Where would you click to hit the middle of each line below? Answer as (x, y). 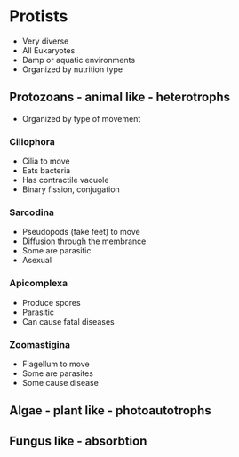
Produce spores (52, 302)
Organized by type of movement (81, 118)
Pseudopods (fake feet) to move (81, 232)
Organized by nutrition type (72, 69)
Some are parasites (58, 373)
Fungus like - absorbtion (78, 441)
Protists (39, 16)
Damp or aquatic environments (79, 60)
